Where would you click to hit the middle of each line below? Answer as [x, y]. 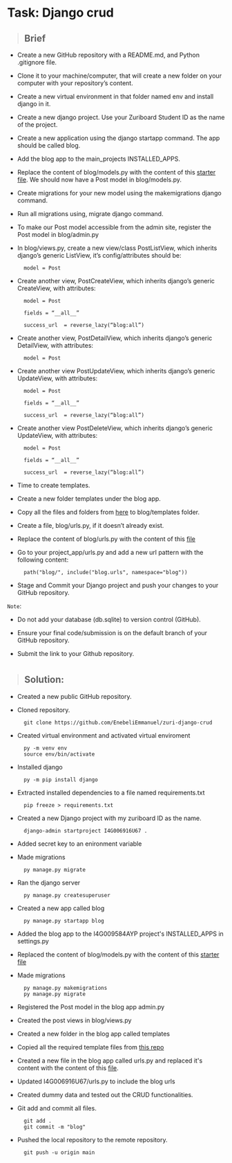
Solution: [44, 680]
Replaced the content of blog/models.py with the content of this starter [118, 955]
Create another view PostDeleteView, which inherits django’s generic [115, 428]
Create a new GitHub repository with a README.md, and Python [108, 55]
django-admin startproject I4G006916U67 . [86, 831]
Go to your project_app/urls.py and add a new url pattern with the [110, 552]
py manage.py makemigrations [66, 988]
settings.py [33, 941]
